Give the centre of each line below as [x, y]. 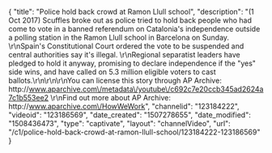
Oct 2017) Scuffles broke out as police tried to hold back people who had [130, 20]
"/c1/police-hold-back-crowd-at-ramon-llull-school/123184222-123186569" [134, 132]
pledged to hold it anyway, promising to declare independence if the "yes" [132, 63]
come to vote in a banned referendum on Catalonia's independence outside [134, 29]
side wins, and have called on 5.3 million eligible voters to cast [112, 72]
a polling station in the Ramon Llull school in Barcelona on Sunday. [119, 37]
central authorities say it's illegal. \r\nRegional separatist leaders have [124, 55]
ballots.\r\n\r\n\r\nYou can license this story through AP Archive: [115, 81]
